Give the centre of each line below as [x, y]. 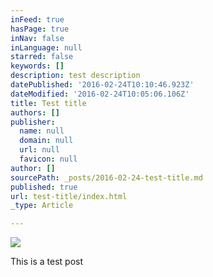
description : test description [75, 76]
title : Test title [48, 103]
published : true [44, 187]
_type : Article [42, 206]
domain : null [46, 141]
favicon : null [48, 159]
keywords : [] [37, 66]
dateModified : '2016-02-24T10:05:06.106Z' [100, 94]
